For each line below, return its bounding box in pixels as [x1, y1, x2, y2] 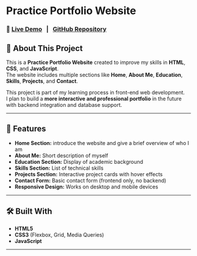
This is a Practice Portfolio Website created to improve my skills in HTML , [6, 59, 186, 66]
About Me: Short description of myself [14, 151, 108, 159]
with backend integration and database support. [6, 101, 123, 108]
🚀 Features [6, 124, 46, 134]
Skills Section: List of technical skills [14, 164, 104, 171]
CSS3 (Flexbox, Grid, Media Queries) [14, 231, 104, 238]
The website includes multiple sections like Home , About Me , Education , [6, 71, 183, 78]
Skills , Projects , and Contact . [6, 78, 78, 85]
